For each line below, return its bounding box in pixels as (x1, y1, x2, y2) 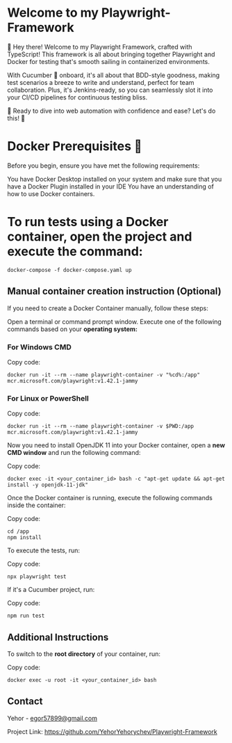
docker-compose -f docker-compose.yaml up (7, 266, 132, 273)
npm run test (7, 612, 45, 620)
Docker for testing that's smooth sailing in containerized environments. (7, 57, 210, 65)
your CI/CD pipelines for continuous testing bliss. (7, 93, 148, 102)
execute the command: (7, 243, 144, 259)
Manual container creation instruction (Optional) (7, 285, 222, 297)
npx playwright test (7, 573, 67, 580)
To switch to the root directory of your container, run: (7, 650, 161, 658)
